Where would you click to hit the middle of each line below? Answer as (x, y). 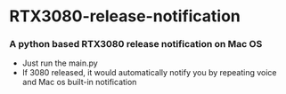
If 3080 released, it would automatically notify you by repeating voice (150, 73)
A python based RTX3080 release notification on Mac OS (136, 44)
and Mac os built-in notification (79, 82)
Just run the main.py (60, 63)
